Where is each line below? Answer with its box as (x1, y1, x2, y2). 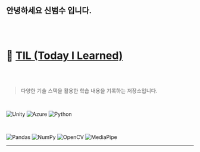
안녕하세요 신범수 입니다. (6, 5, 92, 16)
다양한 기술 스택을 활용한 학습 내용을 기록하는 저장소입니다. (20, 87, 158, 94)
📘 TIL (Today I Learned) (6, 49, 123, 62)
